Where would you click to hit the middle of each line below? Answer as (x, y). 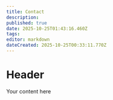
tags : (13, 34)
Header (25, 75)
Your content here (29, 91)
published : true (27, 23)
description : (23, 17)
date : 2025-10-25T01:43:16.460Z (47, 28)
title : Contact (25, 12)
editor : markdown (28, 40)
